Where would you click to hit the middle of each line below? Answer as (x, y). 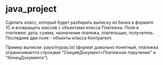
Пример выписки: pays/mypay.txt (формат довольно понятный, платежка (82, 47)
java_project (31, 9)
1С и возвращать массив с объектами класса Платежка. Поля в (72, 27)
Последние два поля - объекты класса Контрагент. (59, 38)
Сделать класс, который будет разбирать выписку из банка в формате (80, 22)
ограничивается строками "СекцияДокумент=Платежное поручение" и (81, 52)
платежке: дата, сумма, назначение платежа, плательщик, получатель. (80, 32)
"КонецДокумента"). (27, 57)
